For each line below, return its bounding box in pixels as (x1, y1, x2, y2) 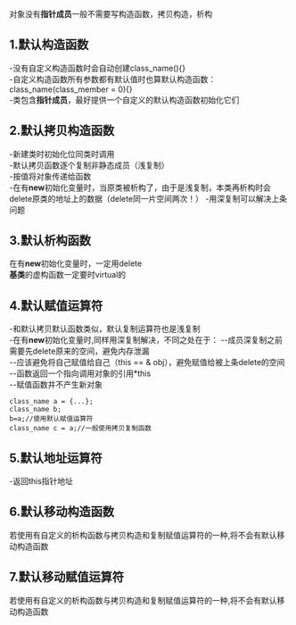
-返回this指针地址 (9, 476, 74, 487)
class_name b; (9, 405, 62, 414)
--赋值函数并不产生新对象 (9, 379, 103, 390)
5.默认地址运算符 (9, 450, 103, 465)
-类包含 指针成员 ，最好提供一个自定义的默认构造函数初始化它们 (9, 94, 240, 105)
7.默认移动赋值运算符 (9, 570, 125, 585)
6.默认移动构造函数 (9, 504, 115, 520)
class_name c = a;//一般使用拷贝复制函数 (9, 424, 152, 433)
